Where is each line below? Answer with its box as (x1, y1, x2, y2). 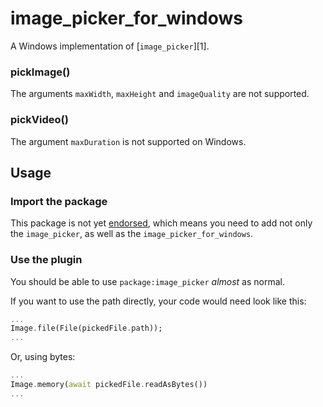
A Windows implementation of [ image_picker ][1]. (10, 40, 210, 52)
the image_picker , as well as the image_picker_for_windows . (10, 228, 254, 240)
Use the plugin (10, 253, 83, 267)
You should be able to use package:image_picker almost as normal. (10, 275, 286, 287)
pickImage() (10, 65, 71, 79)
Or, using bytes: (10, 351, 76, 363)
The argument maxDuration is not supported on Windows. (10, 135, 247, 147)
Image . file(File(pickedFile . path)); (10, 323, 163, 334)
